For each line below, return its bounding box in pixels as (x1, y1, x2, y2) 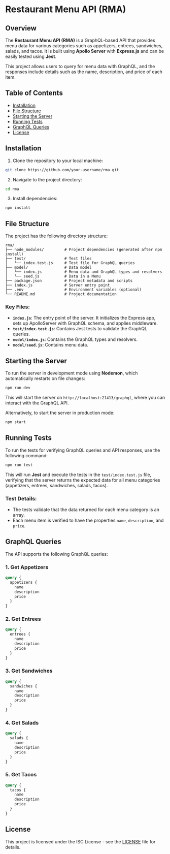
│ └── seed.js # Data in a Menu (5, 274, 101, 279)
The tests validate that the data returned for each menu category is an (12, 507, 160, 513)
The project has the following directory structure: (5, 233, 108, 239)
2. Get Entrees (5, 616, 42, 623)
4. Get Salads (5, 719, 39, 726)
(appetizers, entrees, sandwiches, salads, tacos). (5, 482, 108, 488)
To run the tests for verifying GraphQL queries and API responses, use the (5, 447, 160, 453)
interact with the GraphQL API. (5, 400, 69, 406)
